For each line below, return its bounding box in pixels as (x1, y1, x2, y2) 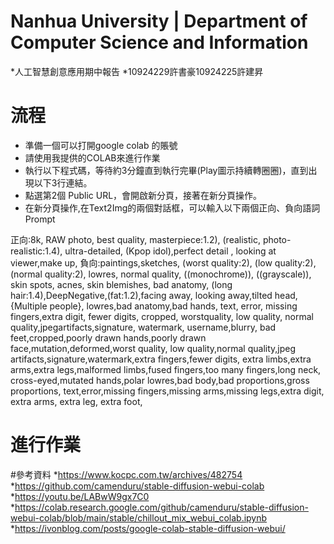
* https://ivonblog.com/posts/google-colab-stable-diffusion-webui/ (10, 522, 286, 534)
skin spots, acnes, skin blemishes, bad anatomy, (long (10, 278, 233, 290)
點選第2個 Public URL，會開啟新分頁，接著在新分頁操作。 (24, 189, 263, 201)
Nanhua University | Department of (10, 10, 308, 33)
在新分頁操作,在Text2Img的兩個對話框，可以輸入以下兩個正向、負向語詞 (24, 201, 321, 214)
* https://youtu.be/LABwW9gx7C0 (10, 490, 150, 502)
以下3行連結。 (33, 176, 93, 189)
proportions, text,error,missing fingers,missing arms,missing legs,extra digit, (10, 385, 325, 397)
